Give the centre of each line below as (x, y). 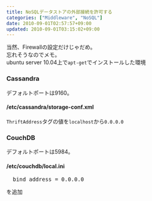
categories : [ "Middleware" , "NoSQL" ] (55, 18)
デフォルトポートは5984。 (40, 152)
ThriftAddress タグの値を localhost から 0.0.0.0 (65, 121)
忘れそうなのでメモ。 (33, 55)
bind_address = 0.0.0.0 (48, 180)
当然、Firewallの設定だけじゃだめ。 (51, 47)
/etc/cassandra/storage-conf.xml (50, 107)
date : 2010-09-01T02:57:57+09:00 (49, 23)
